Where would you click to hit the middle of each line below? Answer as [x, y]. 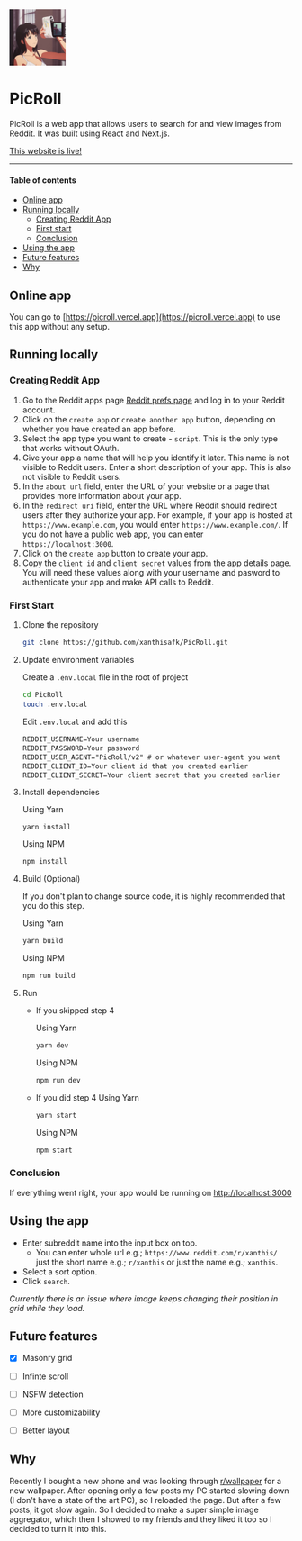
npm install [44, 862]
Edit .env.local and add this [75, 721]
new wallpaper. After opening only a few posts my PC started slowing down [149, 1491]
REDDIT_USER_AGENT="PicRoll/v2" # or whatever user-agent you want [151, 757]
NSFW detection [53, 1394]
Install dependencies [61, 792]
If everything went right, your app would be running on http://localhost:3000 [151, 1192]
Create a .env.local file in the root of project [105, 677]
